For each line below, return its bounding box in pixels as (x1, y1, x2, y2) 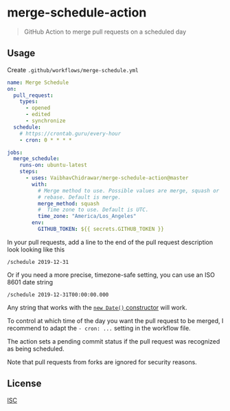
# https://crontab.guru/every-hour (19, 130, 122, 137)
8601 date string (7, 278, 54, 286)
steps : (19, 168, 38, 175)
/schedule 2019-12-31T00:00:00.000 (7, 291, 109, 298)
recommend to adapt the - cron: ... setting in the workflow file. (7, 324, 191, 332)
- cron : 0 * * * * (19, 136, 72, 144)
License (7, 378, 42, 390)
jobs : (7, 149, 23, 156)
